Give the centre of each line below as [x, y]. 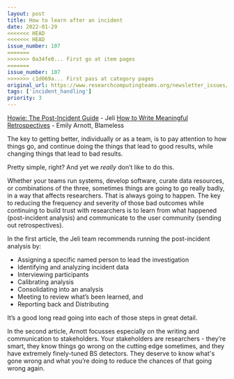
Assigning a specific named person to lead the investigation [103, 260]
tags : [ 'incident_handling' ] [49, 91]
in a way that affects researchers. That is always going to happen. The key [114, 195]
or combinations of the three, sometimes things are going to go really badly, [116, 188]
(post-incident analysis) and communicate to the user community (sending [114, 218]
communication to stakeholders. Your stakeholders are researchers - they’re [117, 339]
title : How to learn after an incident [65, 20]
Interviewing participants [53, 274]
